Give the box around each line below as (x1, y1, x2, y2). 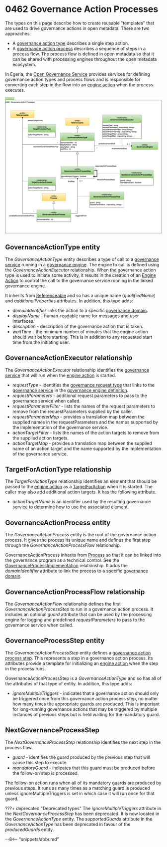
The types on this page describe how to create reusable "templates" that (5, 20, 155, 26)
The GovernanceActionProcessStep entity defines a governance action (5, 649, 151, 655)
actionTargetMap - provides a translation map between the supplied (12, 440, 153, 446)
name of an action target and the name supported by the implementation (12, 445, 162, 451)
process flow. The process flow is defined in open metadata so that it (12, 51, 154, 57)
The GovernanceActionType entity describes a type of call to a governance (5, 256, 159, 262)
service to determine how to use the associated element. (12, 504, 129, 510)
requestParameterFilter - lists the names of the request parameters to (12, 403, 156, 409)
